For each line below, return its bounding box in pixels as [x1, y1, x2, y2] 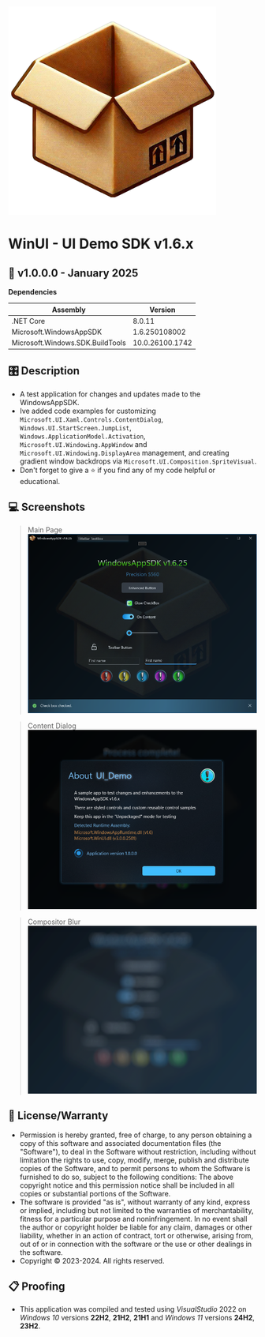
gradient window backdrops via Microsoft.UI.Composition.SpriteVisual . [19, 456, 257, 466]
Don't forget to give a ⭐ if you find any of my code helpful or [19, 465, 215, 475]
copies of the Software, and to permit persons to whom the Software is [19, 1163, 251, 1173]
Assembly [51, 305, 86, 314]
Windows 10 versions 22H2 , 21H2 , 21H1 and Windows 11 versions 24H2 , [19, 1313, 255, 1323]
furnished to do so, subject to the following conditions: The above [19, 1172, 234, 1181]
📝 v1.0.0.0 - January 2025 [8, 266, 139, 280]
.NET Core [11, 316, 46, 325]
